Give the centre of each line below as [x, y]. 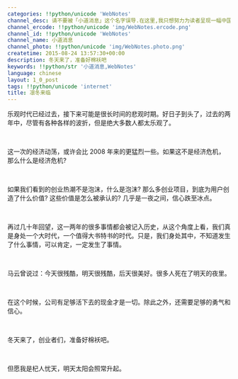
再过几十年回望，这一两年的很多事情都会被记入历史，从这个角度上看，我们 [116, 227]
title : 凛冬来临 [29, 93]
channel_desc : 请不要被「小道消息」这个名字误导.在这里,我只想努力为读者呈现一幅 [114, 21]
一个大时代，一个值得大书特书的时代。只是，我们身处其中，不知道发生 [128, 236]
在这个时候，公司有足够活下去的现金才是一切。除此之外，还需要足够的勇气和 [119, 302]
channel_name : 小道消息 [40, 40]
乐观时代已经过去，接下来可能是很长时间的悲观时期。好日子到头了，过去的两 [119, 114]
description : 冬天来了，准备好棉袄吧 [57, 60]
